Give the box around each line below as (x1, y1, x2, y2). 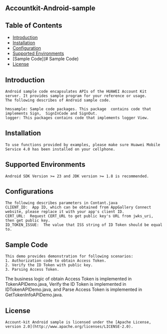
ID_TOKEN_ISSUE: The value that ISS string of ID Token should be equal (5, 222, 163, 228)
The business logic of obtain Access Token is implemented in (5, 276, 132, 282)
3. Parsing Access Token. (5, 267, 59, 272)
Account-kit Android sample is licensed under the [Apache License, (5, 320, 151, 325)
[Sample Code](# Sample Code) (12, 56, 79, 62)
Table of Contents (5, 21, 63, 30)
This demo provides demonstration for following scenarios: (5, 254, 134, 259)
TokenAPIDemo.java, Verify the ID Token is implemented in (5, 281, 126, 287)
